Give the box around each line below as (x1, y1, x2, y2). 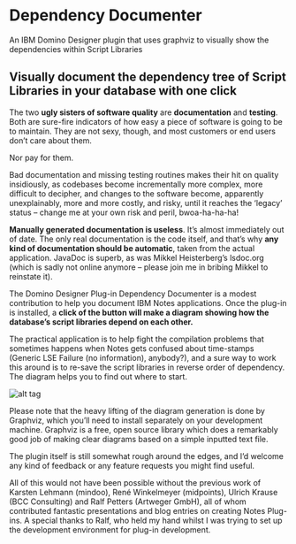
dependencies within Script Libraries (9, 43, 143, 54)
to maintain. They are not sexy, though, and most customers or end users (9, 126, 277, 136)
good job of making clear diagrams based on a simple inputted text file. (9, 433, 269, 444)
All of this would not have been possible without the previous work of (9, 477, 262, 487)
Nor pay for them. (9, 152, 74, 163)
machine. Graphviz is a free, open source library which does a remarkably (9, 424, 278, 434)
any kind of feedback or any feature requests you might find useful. (9, 460, 254, 471)
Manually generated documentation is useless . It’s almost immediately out (9, 224, 285, 234)
